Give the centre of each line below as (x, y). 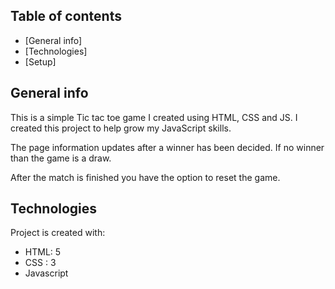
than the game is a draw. (61, 158)
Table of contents (66, 16)
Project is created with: (58, 233)
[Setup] (40, 61)
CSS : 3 (40, 263)
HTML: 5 (43, 252)
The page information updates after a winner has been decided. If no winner (167, 147)
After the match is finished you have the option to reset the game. (145, 177)
